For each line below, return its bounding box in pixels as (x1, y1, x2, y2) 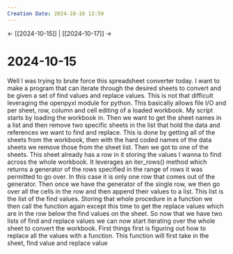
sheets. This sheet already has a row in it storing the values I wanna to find (7, 150, 221, 158)
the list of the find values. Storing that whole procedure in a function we (7, 194, 213, 203)
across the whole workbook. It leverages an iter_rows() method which (7, 158, 207, 166)
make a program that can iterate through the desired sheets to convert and (7, 84, 221, 92)
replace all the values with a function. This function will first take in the (7, 231, 209, 239)
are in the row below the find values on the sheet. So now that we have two (7, 209, 223, 217)
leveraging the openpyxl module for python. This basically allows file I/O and (7, 99, 227, 107)
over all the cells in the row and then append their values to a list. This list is (7, 187, 224, 195)
